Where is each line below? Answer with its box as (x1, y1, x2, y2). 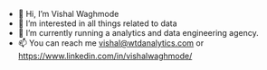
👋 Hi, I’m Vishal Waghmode (17, 9, 119, 19)
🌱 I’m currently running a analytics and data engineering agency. (17, 28, 260, 38)
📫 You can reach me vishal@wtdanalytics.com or (17, 38, 205, 48)
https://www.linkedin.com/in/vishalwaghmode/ (17, 50, 193, 61)
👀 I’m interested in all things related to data (17, 18, 178, 29)
